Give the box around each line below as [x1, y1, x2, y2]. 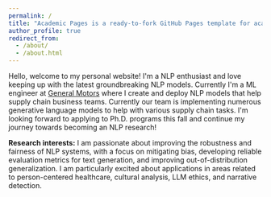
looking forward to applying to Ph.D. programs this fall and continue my [8, 114, 245, 123]
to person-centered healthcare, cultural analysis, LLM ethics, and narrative [8, 172, 257, 182]
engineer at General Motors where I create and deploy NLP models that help [8, 88, 262, 97]
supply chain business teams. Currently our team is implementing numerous [8, 97, 261, 106]
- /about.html [15, 49, 63, 57]
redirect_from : [8, 34, 60, 43]
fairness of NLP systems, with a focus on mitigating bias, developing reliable [8, 146, 262, 156]
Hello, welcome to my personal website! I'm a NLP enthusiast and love [8, 72, 242, 80]
